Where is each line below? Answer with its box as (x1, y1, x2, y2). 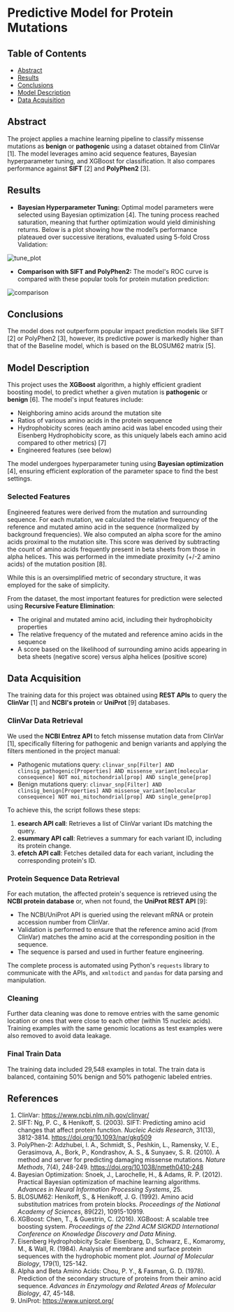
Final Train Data (7, 1049, 61, 1059)
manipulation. (7, 976, 47, 984)
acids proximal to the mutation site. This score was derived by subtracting (7, 537, 220, 546)
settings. (7, 474, 33, 483)
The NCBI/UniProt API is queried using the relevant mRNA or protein (17, 910, 214, 919)
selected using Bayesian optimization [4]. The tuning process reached (17, 210, 220, 219)
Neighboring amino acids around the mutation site (17, 409, 162, 417)
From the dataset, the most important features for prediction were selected (7, 594, 223, 602)
